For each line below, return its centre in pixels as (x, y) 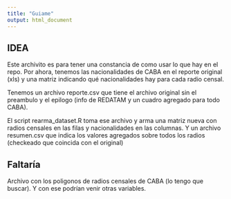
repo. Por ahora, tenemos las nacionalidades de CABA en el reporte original (115, 72)
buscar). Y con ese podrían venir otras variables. (77, 189)
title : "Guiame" (30, 13)
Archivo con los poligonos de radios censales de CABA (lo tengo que (105, 181)
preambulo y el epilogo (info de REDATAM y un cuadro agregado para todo (113, 100)
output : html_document (40, 20)
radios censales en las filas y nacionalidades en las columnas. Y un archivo (114, 128)
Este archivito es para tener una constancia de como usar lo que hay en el (113, 65)
